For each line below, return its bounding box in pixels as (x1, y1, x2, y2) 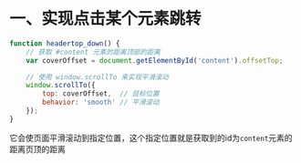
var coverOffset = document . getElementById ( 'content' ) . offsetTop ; (26, 56, 284, 65)
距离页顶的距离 (9, 143, 66, 155)
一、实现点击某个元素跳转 (9, 8, 202, 29)
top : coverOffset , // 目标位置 (42, 89, 160, 98)
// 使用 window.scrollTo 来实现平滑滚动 (26, 72, 169, 82)
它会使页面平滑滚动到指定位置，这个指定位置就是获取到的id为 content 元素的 (9, 132, 294, 143)
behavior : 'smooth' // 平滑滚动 (42, 97, 160, 107)
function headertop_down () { (9, 38, 120, 48)
